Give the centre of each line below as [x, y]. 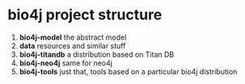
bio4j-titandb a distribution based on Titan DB [97, 54]
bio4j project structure [85, 15]
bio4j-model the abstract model [73, 37]
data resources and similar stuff [72, 45]
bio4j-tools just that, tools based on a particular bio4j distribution [128, 71]
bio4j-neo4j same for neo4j [65, 63]
